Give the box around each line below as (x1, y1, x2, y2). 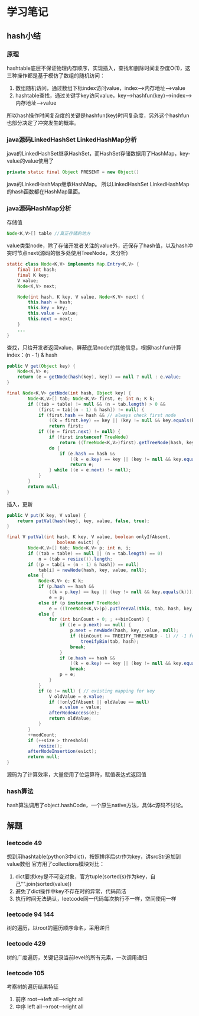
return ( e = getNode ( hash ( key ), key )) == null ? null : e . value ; (17, 374, 182, 380)
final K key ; (17, 272, 50, 278)
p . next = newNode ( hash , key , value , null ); (70, 627, 179, 633)
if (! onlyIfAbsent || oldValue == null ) (48, 699, 150, 705)
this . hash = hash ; (28, 299, 73, 305)
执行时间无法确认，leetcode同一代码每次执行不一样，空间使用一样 (15, 895, 177, 902)
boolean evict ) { (57, 539, 100, 546)
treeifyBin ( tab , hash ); (80, 638, 139, 645)
